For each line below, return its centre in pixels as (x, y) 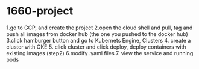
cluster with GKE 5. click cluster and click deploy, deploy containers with (96, 47)
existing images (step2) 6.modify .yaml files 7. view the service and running (100, 53)
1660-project (40, 11)
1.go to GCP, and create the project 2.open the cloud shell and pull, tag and (99, 28)
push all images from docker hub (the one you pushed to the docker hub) (97, 34)
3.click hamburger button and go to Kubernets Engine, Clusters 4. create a (99, 40)
